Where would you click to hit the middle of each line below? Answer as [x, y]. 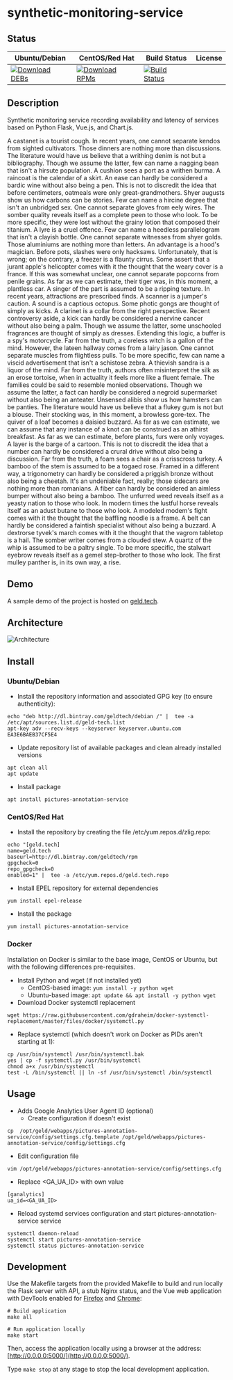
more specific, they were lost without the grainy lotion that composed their [114, 222]
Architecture [35, 623]
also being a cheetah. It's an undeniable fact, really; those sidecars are [108, 481]
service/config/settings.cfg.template [63, 1137]
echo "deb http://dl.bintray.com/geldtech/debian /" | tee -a [101, 717]
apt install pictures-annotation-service [68, 800]
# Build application [37, 1311]
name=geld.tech [29, 851]
